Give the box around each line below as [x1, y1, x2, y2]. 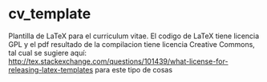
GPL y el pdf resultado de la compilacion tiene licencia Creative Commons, [8, 39, 255, 49]
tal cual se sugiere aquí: [8, 48, 87, 57]
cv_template [8, 5, 91, 23]
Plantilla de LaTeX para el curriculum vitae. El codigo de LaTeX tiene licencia [8, 31, 260, 41]
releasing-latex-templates [8, 64, 94, 74]
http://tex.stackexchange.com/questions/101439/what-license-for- [8, 57, 229, 66]
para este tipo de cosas [95, 64, 173, 74]
